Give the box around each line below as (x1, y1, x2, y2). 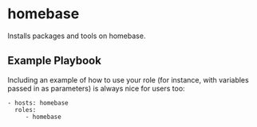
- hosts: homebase (7, 98, 69, 107)
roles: (14, 106, 37, 114)
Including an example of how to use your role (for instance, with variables (7, 75, 249, 84)
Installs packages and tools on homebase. (7, 31, 146, 40)
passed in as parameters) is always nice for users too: (7, 83, 185, 93)
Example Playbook (7, 54, 101, 67)
